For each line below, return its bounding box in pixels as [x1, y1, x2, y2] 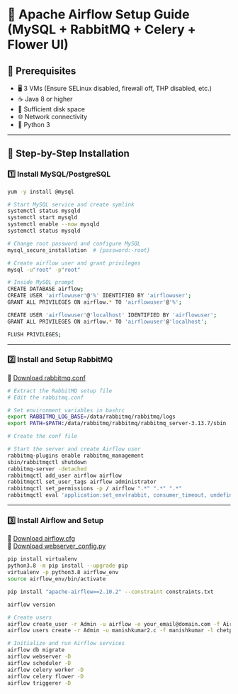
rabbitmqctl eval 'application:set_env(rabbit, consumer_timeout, [7, 492, 208, 499]
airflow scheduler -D [7, 659, 72, 666]
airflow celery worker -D [7, 666, 84, 673]
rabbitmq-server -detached [7, 465, 87, 473]
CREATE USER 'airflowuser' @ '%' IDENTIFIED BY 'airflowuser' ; [7, 292, 192, 299]
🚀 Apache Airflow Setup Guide [7, 6, 190, 23]
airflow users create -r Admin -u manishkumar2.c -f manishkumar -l [7, 627, 214, 634]
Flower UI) [7, 37, 69, 53]
